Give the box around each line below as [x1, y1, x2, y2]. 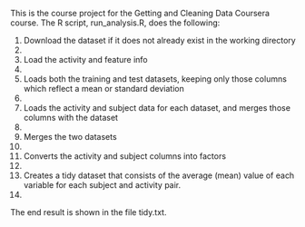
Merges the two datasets [23, 132, 117, 142]
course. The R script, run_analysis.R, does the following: [10, 17, 221, 28]
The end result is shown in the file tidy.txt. [10, 207, 167, 217]
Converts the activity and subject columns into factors [23, 151, 226, 162]
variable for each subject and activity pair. [23, 180, 182, 190]
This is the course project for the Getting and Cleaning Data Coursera [10, 8, 271, 18]
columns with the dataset [23, 113, 119, 123]
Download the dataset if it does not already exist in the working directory [23, 35, 296, 45]
